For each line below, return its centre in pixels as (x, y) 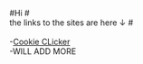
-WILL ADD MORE (43, 51)
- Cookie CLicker (40, 41)
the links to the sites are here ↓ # (71, 23)
